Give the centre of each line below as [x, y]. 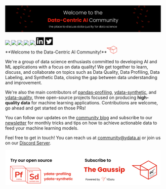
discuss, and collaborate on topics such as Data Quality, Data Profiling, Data [83, 72]
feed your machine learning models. [42, 128]
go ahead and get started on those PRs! [45, 108]
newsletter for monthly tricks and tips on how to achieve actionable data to [81, 123]
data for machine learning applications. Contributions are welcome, [89, 102]
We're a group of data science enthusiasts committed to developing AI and [81, 61]
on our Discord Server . [28, 143]
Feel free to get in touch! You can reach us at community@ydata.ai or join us [83, 138]
